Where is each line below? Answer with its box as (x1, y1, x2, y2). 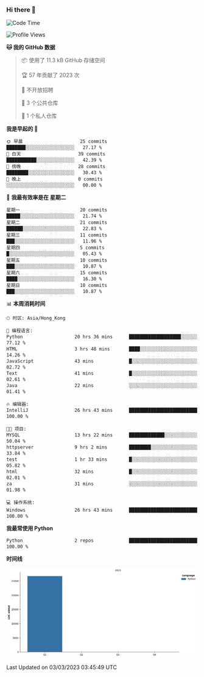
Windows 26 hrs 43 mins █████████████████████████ (6, 507, 198, 514)
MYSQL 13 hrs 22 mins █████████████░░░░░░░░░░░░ (6, 432, 198, 438)
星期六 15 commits (6, 270, 108, 276)
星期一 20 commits (6, 207, 108, 213)
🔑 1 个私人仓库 (21, 112, 57, 119)
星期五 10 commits (6, 257, 108, 264)
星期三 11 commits (6, 232, 108, 238)
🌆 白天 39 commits (6, 151, 106, 157)
